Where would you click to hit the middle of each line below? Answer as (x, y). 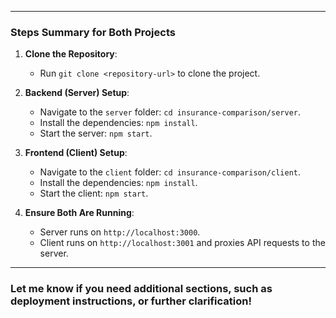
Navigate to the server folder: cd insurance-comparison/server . (170, 112)
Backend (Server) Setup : (77, 93)
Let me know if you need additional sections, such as (141, 289)
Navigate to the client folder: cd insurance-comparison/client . (170, 172)
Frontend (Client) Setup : (76, 153)
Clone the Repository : (71, 54)
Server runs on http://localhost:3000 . (120, 232)
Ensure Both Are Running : (79, 213)
